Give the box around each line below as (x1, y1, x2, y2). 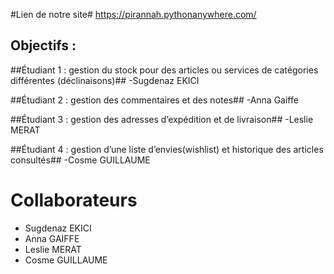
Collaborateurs (10, 189, 138, 211)
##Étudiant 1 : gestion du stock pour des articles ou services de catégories (10, 64, 319, 76)
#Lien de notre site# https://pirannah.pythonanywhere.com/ (10, 9, 257, 20)
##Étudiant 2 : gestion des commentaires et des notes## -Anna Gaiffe (10, 94, 299, 106)
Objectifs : (10, 37, 77, 54)
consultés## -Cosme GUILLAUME (10, 154, 151, 166)
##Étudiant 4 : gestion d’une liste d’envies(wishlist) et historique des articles (10, 143, 324, 155)
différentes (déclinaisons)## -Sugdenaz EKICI (10, 74, 200, 86)
